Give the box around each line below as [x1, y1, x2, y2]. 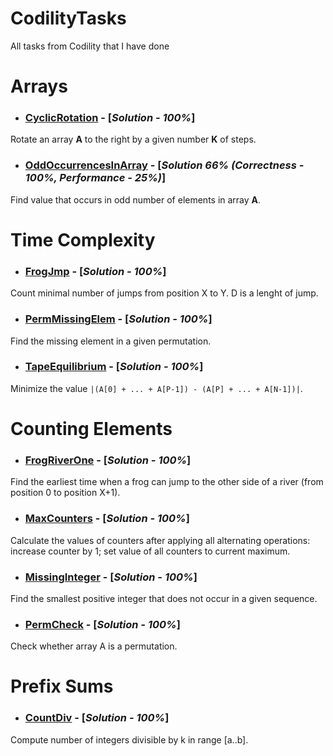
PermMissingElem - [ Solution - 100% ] [24, 312, 213, 326]
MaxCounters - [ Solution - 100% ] [24, 512, 190, 526]
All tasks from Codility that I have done [10, 40, 170, 52]
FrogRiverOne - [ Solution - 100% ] [24, 453, 192, 467]
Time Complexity [10, 228, 156, 251]
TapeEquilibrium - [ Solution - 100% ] [24, 360, 204, 374]
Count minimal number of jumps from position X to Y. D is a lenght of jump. [10, 287, 319, 299]
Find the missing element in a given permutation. [10, 335, 212, 347]
